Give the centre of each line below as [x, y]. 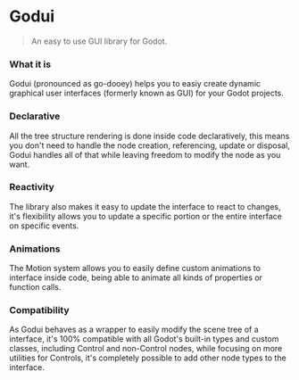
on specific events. [44, 226]
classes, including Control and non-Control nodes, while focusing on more [146, 349]
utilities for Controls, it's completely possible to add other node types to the [148, 358]
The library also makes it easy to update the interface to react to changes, [145, 206]
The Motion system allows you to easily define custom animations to [135, 268]
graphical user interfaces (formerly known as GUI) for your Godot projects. [146, 93]
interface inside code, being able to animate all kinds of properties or [136, 277]
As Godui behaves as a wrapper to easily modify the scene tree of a [134, 330]
